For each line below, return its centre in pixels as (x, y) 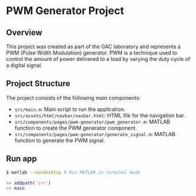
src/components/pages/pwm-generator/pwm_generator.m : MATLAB (92, 121)
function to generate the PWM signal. (60, 140)
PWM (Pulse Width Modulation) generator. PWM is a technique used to (92, 53)
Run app (21, 159)
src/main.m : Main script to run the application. (70, 109)
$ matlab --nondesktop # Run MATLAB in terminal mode (73, 172)
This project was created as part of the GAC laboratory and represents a (93, 46)
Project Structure (38, 84)
